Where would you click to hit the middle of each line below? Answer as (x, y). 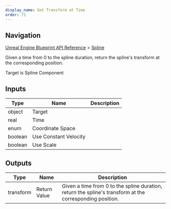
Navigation (23, 35)
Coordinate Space (54, 128)
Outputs (19, 163)
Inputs (16, 89)
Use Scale (45, 145)
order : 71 (16, 15)
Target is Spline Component (34, 73)
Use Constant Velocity (59, 137)
